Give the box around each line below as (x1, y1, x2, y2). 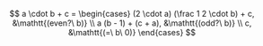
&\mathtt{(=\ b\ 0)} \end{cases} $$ (67, 27, 197, 37)
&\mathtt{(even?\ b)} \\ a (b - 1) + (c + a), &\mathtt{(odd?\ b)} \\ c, (12, 18, 252, 28)
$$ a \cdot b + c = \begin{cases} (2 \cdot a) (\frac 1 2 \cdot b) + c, (9, 9, 255, 19)
